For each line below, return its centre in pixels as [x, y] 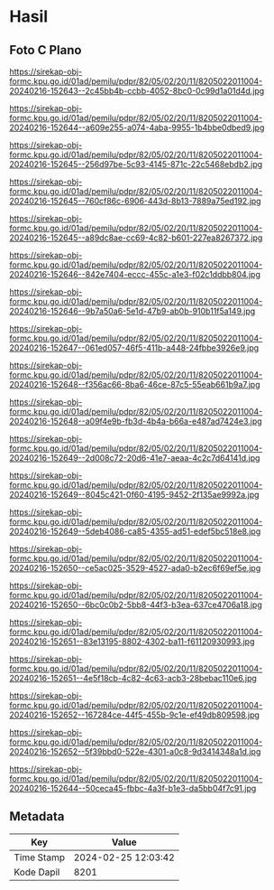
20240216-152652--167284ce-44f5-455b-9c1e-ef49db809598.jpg [134, 715]
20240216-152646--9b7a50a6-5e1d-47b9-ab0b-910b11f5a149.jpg [132, 311]
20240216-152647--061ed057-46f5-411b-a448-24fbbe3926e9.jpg [134, 348]
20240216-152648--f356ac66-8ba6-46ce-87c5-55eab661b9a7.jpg [135, 384]
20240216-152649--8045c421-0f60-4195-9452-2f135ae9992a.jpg [134, 495]
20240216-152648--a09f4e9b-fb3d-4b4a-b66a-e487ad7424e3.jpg [136, 421]
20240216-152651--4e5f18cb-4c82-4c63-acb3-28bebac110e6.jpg [133, 678]
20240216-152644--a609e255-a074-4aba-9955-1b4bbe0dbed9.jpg [137, 127]
